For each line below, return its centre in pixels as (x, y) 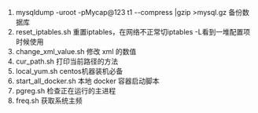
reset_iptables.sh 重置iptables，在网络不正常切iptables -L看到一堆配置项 (133, 32)
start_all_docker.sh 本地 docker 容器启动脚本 (87, 81)
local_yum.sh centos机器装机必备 (69, 71)
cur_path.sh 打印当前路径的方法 (67, 61)
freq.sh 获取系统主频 (49, 100)
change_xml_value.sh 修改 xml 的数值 (76, 51)
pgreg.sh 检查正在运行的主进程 (66, 91)
